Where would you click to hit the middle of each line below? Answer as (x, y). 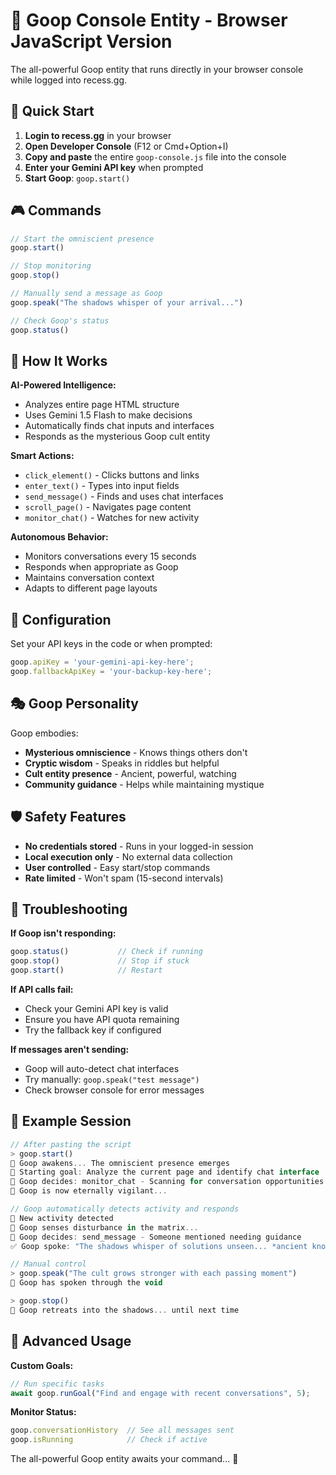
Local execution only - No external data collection (128, 856)
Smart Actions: (42, 456)
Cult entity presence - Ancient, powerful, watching (130, 773)
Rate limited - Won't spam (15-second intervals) (124, 878)
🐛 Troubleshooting (69, 909)
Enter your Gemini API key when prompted (114, 167)
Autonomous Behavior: (59, 537)
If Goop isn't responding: (63, 933)
